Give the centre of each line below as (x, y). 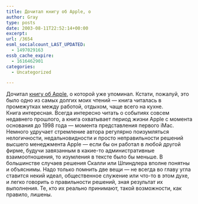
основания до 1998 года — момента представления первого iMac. (90, 125)
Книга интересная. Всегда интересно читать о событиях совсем (88, 113)
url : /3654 (20, 39)
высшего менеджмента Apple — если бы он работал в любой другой (94, 144)
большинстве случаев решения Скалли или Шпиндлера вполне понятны (98, 163)
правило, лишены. (29, 195)
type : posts (21, 22)
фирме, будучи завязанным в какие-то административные (80, 151)
